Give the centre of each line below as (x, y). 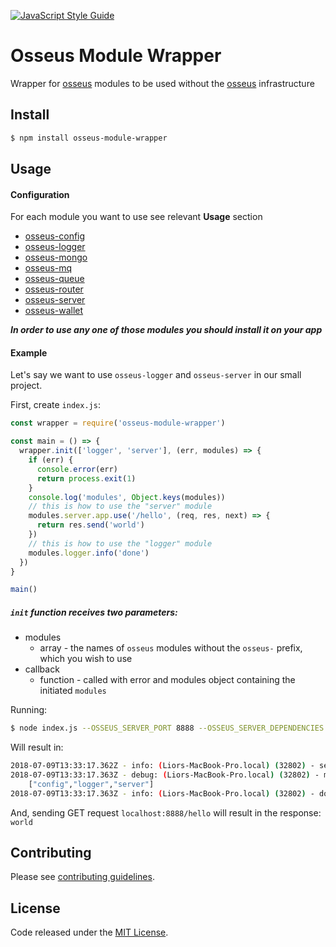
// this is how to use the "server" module (120, 506)
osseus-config (55, 236)
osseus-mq (48, 268)
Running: (29, 710)
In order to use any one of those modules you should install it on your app (166, 330)
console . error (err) (77, 469)
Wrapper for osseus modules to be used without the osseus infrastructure (162, 83)
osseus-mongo (56, 257)
